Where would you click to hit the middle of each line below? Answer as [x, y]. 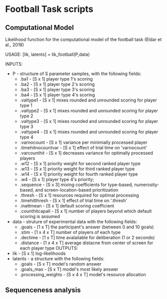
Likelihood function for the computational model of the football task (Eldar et [83, 39]
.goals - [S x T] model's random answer [61, 264]
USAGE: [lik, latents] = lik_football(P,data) [48, 54]
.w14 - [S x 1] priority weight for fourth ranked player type [79, 174]
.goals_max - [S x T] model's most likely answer [69, 269]
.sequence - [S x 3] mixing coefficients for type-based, [77, 185]
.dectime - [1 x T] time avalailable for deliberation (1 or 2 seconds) [87, 238]
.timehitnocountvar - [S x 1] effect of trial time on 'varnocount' [83, 148]
